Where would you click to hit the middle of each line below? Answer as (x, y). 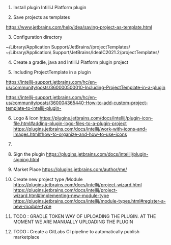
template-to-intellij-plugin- (34, 108)
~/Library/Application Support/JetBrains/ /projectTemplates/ (68, 47)
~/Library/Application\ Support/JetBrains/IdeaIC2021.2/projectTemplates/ (82, 52)
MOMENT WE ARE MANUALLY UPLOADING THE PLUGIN (73, 222)
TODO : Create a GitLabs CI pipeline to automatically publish (76, 231)
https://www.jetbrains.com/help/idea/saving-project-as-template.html (79, 27)
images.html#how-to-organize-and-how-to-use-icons (70, 134)
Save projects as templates (41, 17)
